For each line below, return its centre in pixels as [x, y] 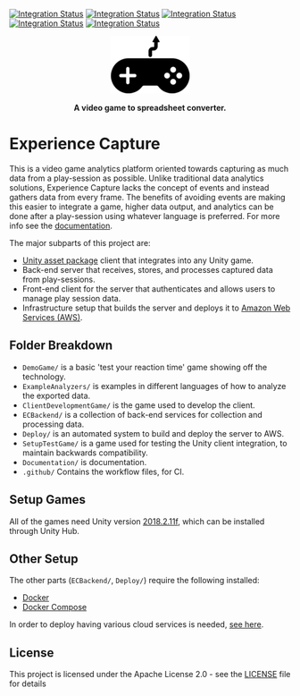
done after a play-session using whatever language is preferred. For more [145, 216]
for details [28, 683]
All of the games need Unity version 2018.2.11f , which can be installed [137, 521]
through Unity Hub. [45, 530]
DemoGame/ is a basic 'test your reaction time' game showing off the [145, 367]
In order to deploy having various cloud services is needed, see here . [137, 624]
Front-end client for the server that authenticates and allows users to [149, 289]
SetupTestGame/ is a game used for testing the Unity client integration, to [154, 443]
